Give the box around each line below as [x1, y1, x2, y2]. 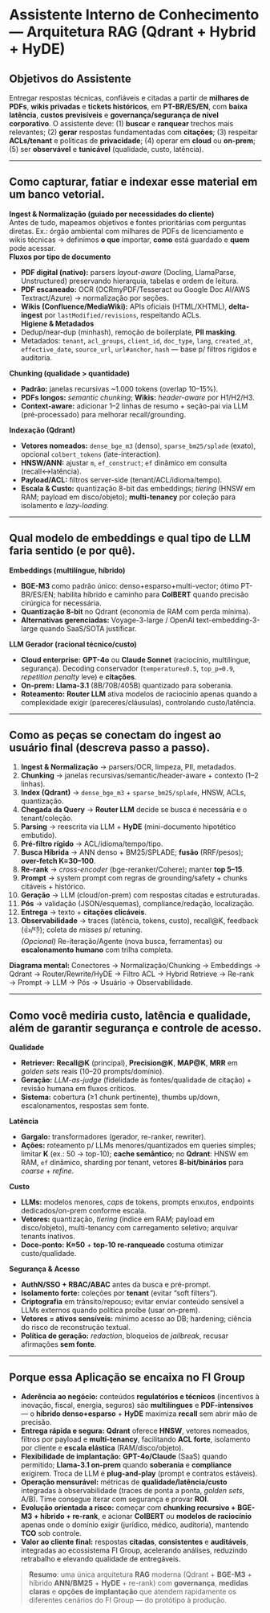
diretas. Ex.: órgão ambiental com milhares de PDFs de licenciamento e [9, 226, 244, 236]
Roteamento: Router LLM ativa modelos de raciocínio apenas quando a [20, 689, 258, 699]
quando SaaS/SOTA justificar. [39, 623, 137, 633]
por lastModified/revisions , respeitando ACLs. [44, 310, 202, 319]
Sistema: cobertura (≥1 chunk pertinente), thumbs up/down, [20, 1092, 220, 1102]
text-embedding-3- [195, 615, 260, 625]
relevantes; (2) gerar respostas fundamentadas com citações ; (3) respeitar [9, 127, 259, 137]
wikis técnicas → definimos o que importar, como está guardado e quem [9, 235, 250, 244]
